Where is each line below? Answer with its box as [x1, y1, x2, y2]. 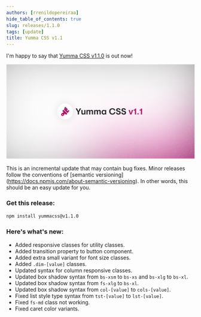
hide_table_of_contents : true [6, 16, 82, 22]
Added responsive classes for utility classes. [14, 241, 125, 249]
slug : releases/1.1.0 [6, 22, 60, 28]
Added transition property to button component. [14, 247, 133, 255]
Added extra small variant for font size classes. [14, 254, 131, 261]
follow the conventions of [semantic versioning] [6, 171, 124, 178]
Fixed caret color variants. [14, 305, 80, 312]
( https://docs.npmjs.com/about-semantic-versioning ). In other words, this [6, 178, 188, 185]
